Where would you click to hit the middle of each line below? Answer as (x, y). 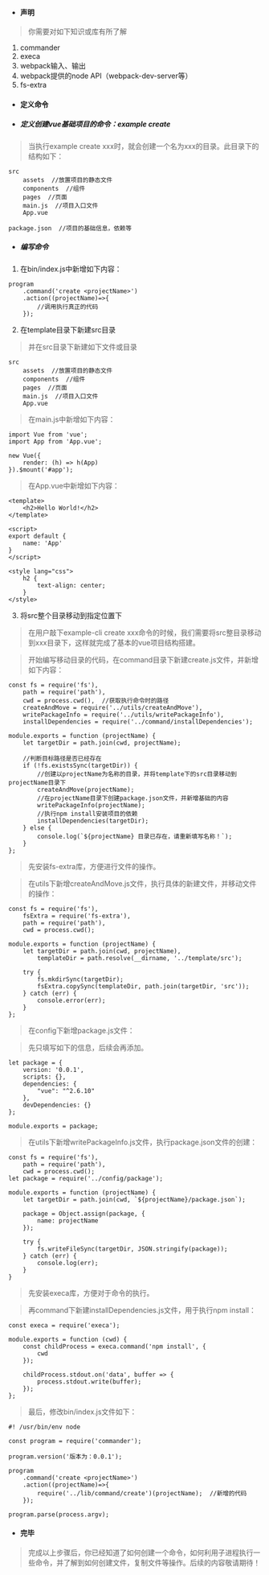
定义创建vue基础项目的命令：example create (95, 124)
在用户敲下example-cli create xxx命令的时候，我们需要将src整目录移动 (145, 633)
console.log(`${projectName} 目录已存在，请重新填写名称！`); (135, 836)
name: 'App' (43, 543)
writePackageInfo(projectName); (92, 805)
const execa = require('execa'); (64, 1325)
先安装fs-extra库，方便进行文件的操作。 (94, 866)
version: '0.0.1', (53, 1070)
